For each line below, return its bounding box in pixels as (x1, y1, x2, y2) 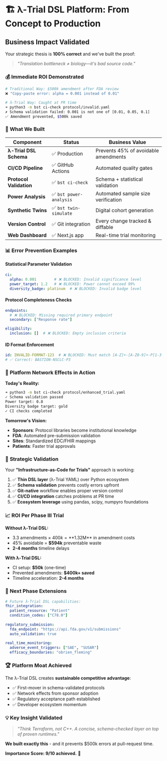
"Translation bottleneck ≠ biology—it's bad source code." (17, 61, 136, 66)
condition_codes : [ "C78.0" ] (9, 613, 68, 618)
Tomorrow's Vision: (5, 417, 47, 423)
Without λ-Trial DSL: (5, 525, 49, 531)
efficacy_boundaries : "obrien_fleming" (9, 650, 92, 655)
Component (13, 138, 42, 145)
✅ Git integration (52, 220, 90, 227)
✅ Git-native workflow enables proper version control (12, 488, 123, 494)
